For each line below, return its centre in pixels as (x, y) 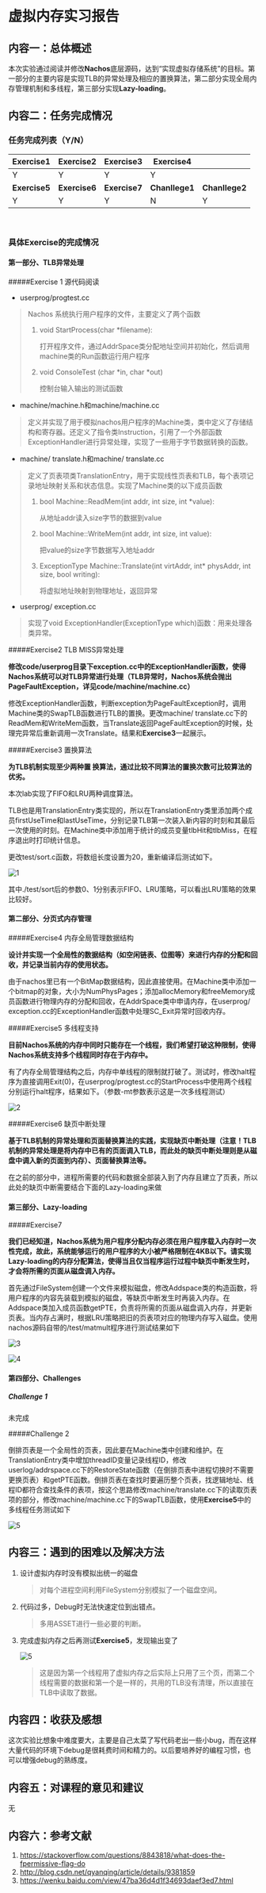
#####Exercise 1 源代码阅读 (54, 282)
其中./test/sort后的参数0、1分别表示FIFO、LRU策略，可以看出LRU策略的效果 (132, 889)
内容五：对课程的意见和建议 (76, 1787)
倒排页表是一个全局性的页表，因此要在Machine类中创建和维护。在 (116, 1450)
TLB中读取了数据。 (70, 1692)
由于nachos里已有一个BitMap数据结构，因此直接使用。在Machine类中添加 (129, 981)
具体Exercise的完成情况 (53, 242)
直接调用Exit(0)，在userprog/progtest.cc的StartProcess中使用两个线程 (137, 1082)
